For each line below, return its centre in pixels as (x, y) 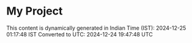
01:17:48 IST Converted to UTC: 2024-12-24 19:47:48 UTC (79, 34)
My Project (35, 11)
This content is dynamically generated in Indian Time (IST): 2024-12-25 (96, 28)
